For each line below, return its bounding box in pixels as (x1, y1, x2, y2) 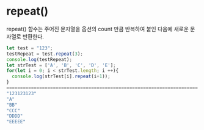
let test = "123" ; (6, 45, 53, 51)
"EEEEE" (6, 119, 26, 125)
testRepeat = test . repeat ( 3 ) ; (6, 51, 84, 57)
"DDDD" (6, 113, 23, 120)
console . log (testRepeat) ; (6, 56, 72, 62)
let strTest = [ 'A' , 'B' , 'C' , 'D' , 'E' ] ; (6, 62, 116, 68)
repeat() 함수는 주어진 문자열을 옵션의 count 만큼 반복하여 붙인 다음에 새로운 (6, 25, 189, 32)
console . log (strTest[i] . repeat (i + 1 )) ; (12, 73, 111, 80)
